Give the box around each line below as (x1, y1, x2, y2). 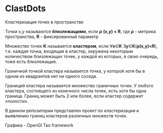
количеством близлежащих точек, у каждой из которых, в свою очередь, (5, 53, 159, 59)
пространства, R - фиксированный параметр (5, 34, 99, 39)
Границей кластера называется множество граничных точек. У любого (5, 82, 154, 88)
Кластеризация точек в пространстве (5, 19, 84, 25)
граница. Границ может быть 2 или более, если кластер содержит (5, 93, 144, 99)
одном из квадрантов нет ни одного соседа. (5, 73, 97, 79)
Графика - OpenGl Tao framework (5, 122, 74, 128)
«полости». (5, 98, 29, 104)
